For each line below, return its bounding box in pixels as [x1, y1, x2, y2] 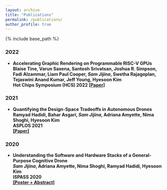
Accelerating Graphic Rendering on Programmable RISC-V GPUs [12, 60, 152, 66]
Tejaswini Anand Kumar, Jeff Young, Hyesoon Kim [12, 76, 122, 82]
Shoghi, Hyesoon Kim [12, 117, 60, 123]
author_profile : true [5, 21, 52, 27]
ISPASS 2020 [12, 174, 42, 180]
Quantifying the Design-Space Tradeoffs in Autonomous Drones [12, 106, 152, 112]
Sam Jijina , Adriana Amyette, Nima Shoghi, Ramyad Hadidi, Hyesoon [12, 163, 162, 169]
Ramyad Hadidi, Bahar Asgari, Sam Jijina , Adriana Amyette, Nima [12, 111, 154, 117]
